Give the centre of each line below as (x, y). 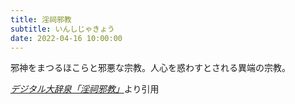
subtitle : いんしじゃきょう (62, 29)
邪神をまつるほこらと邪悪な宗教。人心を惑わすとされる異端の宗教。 (150, 68)
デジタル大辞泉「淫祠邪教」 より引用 (85, 89)
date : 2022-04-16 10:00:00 (66, 38)
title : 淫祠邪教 (41, 19)
